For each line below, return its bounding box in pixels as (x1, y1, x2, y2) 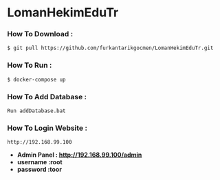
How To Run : (7, 60, 52, 70)
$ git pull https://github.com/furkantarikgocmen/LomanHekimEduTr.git (7, 44, 214, 52)
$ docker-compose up (7, 76, 67, 83)
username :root (16, 158, 63, 166)
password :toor (16, 166, 62, 174)
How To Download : (7, 29, 74, 39)
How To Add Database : (7, 92, 87, 101)
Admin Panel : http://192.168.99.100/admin (16, 151, 142, 159)
